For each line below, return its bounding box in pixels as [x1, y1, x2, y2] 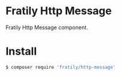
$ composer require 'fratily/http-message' [5, 64, 116, 70]
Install [5, 45, 37, 58]
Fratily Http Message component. [5, 24, 88, 31]
